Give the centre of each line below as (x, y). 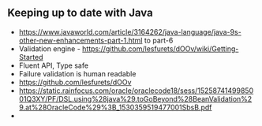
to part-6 (159, 40)
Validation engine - (49, 48)
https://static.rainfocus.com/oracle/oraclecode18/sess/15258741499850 (136, 91)
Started (31, 57)
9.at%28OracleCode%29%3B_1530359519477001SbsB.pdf (115, 107)
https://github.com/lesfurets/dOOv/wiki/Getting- (160, 48)
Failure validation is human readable (77, 73)
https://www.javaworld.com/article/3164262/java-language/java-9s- (130, 31)
